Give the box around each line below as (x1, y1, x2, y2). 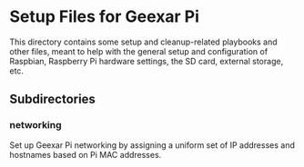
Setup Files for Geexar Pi (9, 6, 200, 27)
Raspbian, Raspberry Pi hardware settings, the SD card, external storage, (9, 55, 284, 66)
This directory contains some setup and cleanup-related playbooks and (9, 36, 278, 47)
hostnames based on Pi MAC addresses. (9, 149, 162, 160)
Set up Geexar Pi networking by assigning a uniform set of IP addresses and (9, 139, 296, 151)
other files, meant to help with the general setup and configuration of (9, 45, 269, 56)
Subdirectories (9, 92, 96, 107)
